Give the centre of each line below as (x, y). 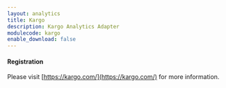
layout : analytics (34, 14)
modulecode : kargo (34, 33)
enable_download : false (42, 39)
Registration (25, 61)
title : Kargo (26, 20)
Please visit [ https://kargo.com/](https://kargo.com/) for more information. (113, 77)
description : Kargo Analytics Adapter (63, 26)
